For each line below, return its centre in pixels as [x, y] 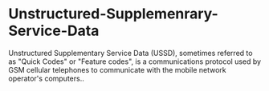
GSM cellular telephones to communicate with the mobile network [117, 69]
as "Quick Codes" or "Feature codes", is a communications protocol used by [135, 61]
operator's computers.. [46, 78]
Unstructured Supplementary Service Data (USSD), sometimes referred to [130, 53]
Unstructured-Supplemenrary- [113, 14]
